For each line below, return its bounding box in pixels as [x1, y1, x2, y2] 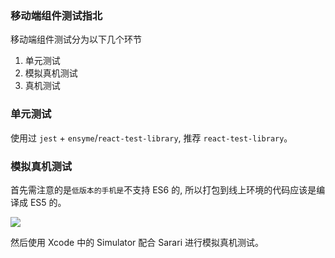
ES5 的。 [29, 196, 67, 208]
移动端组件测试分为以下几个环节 [10, 33, 142, 46]
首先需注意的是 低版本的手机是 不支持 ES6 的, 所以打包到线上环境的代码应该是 [10, 183, 317, 196]
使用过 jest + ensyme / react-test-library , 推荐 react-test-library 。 [10, 132, 293, 144]
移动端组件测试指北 [10, 8, 103, 22]
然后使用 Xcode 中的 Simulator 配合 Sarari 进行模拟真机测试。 [10, 236, 264, 248]
